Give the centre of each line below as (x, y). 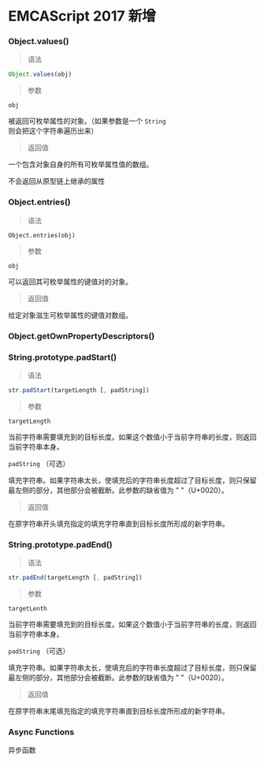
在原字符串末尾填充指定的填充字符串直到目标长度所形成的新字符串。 (119, 711)
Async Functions (41, 732)
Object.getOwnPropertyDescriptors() (82, 336)
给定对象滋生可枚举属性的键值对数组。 (70, 315)
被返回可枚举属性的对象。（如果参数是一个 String (87, 121)
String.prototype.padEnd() (60, 544)
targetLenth (28, 608)
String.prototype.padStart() (62, 357)
